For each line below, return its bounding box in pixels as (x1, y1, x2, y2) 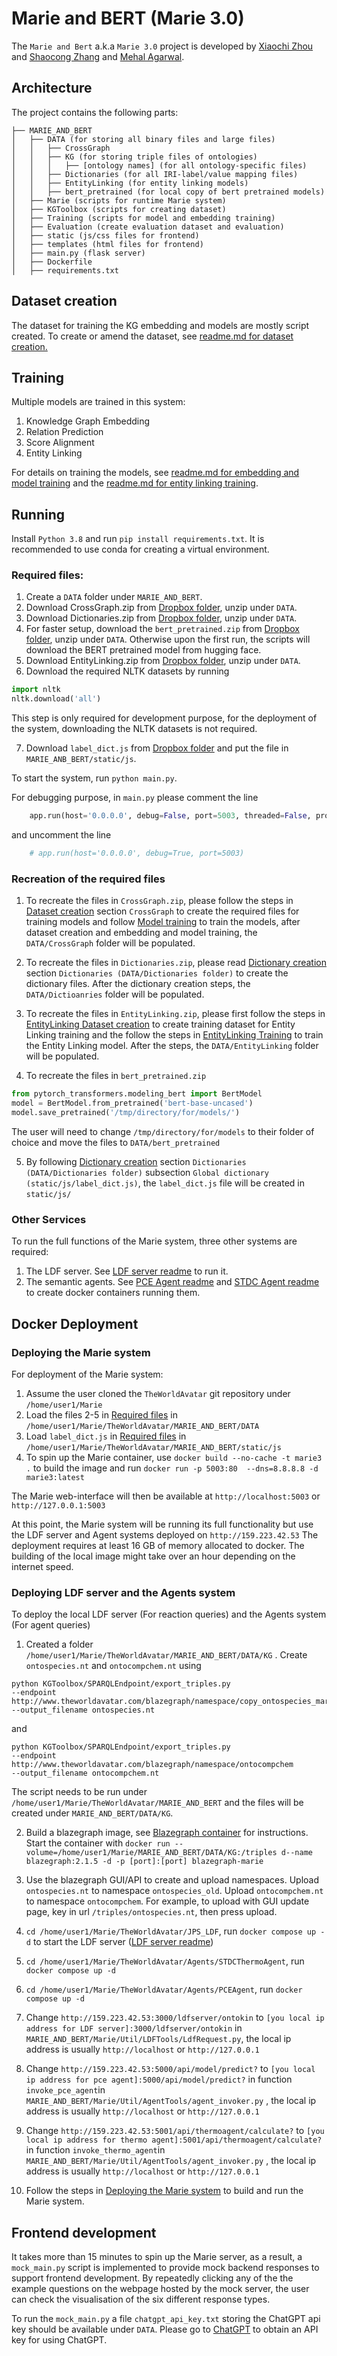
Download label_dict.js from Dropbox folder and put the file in (25, 742, 289, 754)
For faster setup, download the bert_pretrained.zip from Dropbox (25, 623, 300, 635)
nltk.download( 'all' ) (11, 694, 102, 704)
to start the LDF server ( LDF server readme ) (32, 1936, 214, 1948)
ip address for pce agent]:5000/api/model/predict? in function (25, 2073, 293, 2086)
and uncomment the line (11, 829, 112, 841)
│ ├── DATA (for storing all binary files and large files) (11, 134, 276, 144)
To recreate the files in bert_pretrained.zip (25, 1070, 207, 1082)
